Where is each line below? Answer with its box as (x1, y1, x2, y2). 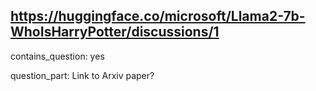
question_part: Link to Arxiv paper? (10, 69, 155, 81)
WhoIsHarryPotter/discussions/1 (10, 24, 220, 41)
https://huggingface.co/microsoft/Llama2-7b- (10, 8, 306, 25)
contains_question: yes (10, 50, 105, 62)
